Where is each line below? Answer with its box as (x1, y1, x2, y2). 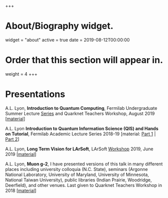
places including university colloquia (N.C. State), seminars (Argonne (5, 166, 148, 172)
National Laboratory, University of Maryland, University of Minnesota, (5, 171, 149, 177)
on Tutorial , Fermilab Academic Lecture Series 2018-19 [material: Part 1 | (5, 131, 156, 137)
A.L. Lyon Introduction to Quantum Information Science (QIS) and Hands (5, 125, 158, 131)
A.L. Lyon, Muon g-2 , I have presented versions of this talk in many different (5, 161, 163, 167)
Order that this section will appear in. (5, 55, 163, 66)
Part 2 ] (5, 136, 20, 142)
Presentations (5, 89, 65, 100)
